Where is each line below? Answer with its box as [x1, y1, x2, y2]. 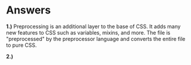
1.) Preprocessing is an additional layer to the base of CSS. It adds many [6, 23, 181, 30]
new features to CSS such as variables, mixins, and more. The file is [6, 29, 170, 36]
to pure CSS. [6, 42, 37, 49]
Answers [6, 4, 51, 17]
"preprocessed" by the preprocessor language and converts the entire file [6, 35, 186, 42]
